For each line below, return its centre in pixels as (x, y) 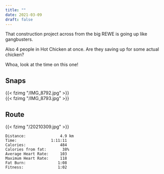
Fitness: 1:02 (36, 167)
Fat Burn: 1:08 (36, 163)
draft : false (19, 19)
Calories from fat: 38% (37, 150)
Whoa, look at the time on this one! (42, 65)
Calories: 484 (36, 145)
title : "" (16, 10)
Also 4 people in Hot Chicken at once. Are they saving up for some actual (82, 49)
